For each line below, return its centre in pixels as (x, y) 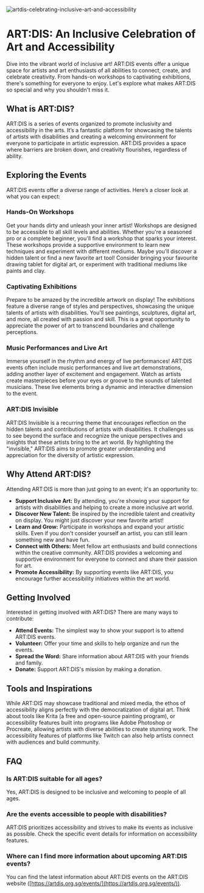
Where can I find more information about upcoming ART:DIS (97, 856)
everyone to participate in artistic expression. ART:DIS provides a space (97, 143)
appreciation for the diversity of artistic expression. (71, 455)
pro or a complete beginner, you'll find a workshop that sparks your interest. (102, 238)
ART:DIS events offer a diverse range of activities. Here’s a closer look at (97, 190)
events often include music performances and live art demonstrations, (94, 368)
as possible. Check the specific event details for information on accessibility (102, 834)
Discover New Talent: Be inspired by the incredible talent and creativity (105, 514)
